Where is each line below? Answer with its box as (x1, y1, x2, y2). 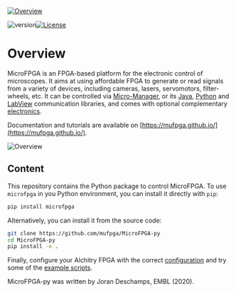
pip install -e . (7, 243, 59, 250)
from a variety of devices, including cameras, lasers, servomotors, (7, 84, 202, 93)
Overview (7, 46, 66, 62)
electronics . (7, 107, 42, 115)
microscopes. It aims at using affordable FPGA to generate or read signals (7, 76, 224, 85)
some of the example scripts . (7, 264, 92, 272)
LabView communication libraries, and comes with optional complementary (7, 99, 227, 108)
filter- (203, 84, 220, 93)
